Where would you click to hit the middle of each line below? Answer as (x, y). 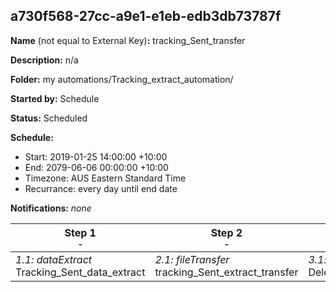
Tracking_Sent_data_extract (80, 272)
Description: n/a (44, 60)
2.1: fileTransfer (192, 259)
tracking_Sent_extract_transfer (226, 272)
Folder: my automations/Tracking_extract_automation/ (122, 79)
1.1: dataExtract (54, 259)
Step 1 (80, 232)
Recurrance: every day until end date (101, 188)
